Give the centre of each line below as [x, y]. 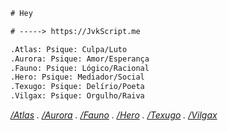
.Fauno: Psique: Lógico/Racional [80, 68]
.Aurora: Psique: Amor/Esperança [80, 59]
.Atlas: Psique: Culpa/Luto [69, 49]
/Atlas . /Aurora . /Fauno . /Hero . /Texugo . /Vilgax [114, 115]
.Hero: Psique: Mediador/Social [77, 77]
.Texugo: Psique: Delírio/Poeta [77, 87]
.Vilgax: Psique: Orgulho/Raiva [77, 96]
